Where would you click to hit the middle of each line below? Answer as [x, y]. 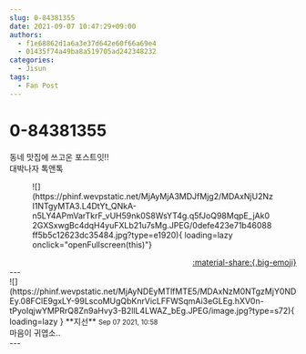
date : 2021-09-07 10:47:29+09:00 [73, 26]
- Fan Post [38, 86]
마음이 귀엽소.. [35, 332]
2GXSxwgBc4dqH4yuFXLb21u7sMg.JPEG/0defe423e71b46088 [152, 225]
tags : [20, 77]
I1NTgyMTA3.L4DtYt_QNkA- [84, 206]
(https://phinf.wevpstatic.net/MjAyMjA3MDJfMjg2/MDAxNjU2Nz [153, 196]
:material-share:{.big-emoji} [245, 262]
